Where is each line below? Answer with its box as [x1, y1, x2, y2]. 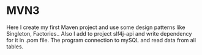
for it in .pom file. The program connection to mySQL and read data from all [6, 36, 196, 44]
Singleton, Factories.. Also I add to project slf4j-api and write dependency [6, 30, 192, 37]
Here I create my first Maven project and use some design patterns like [6, 24, 185, 31]
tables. [6, 43, 24, 50]
